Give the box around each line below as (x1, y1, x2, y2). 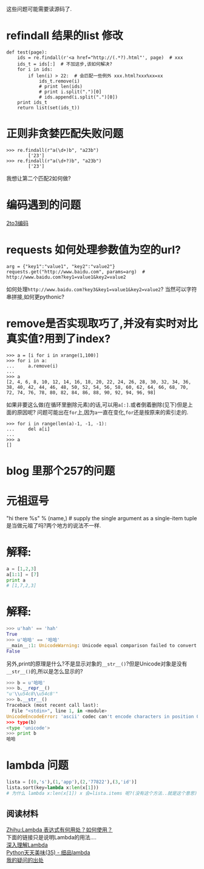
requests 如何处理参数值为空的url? (6, 243, 181, 256)
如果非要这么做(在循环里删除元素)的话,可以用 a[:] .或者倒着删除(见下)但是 (6, 400, 188, 408)
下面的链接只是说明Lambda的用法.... (6, 833, 97, 840)
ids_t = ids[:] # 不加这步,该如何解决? (17, 61, 112, 67)
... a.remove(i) (6, 363, 59, 369)
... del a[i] (6, 426, 50, 432)
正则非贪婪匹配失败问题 (6, 127, 124, 141)
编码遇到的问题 (6, 198, 81, 212)
